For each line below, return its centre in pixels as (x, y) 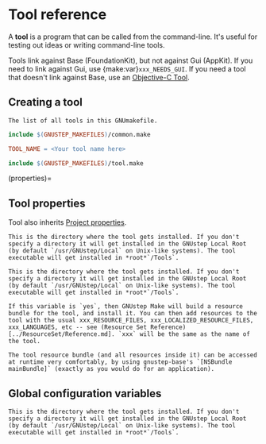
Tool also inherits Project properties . (67, 222)
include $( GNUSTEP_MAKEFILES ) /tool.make (76, 163)
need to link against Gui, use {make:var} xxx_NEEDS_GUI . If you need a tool (127, 68)
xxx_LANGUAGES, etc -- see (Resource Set (78, 327)
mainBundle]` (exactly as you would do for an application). (112, 369)
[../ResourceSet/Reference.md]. (62, 334)
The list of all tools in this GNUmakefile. (83, 121)
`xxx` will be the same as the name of (184, 334)
